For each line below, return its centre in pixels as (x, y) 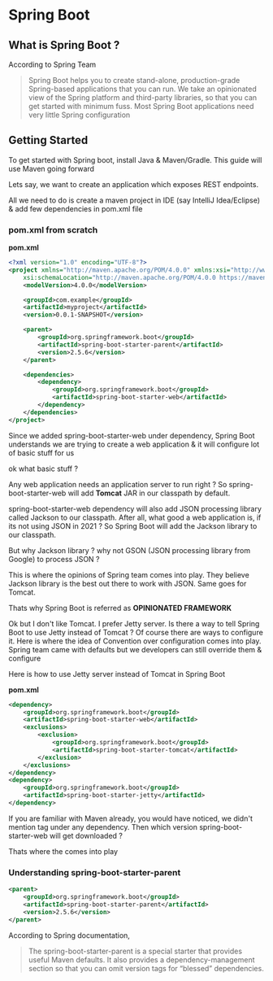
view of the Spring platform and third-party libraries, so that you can (143, 98)
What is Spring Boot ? (64, 45)
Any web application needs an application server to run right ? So (118, 484)
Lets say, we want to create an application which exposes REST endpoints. (133, 184)
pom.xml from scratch (53, 229)
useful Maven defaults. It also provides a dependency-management (141, 959)
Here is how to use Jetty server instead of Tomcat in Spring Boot (117, 674)
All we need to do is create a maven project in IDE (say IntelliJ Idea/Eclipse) (134, 200)
